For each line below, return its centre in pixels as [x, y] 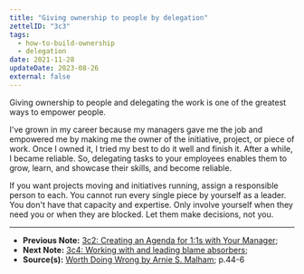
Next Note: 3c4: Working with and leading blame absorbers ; [135, 250]
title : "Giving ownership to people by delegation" [109, 18]
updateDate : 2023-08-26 [54, 69]
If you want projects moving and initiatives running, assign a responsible [144, 185]
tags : [19, 34]
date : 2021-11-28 [42, 60]
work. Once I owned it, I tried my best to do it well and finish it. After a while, [152, 148]
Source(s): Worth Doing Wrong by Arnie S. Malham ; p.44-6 [133, 260]
